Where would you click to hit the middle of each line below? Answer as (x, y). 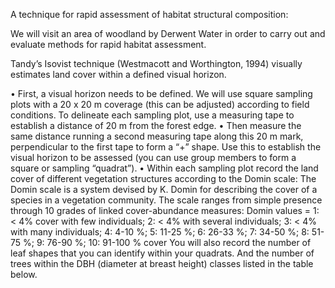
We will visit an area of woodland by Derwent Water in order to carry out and (168, 33)
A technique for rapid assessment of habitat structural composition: (149, 14)
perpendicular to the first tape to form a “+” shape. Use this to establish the (166, 147)
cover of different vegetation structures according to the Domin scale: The (163, 178)
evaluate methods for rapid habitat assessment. (108, 44)
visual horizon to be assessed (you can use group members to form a (153, 157)
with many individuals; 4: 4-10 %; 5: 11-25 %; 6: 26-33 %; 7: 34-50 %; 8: (160, 232)
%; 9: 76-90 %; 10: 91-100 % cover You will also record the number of (167, 242)
